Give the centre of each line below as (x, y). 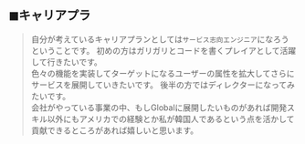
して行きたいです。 (66, 62)
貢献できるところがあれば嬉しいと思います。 (115, 130)
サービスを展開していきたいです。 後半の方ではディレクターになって (159, 85)
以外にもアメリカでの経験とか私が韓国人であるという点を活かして (171, 118)
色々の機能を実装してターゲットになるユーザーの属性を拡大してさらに (163, 73)
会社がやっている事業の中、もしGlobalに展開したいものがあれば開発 (159, 108)
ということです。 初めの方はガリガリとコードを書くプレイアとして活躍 (163, 50)
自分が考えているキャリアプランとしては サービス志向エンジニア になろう (160, 39)
